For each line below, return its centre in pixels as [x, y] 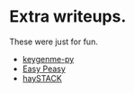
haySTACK [42, 78]
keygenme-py [48, 59]
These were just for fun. [54, 42]
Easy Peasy [44, 69]
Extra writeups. [68, 17]
